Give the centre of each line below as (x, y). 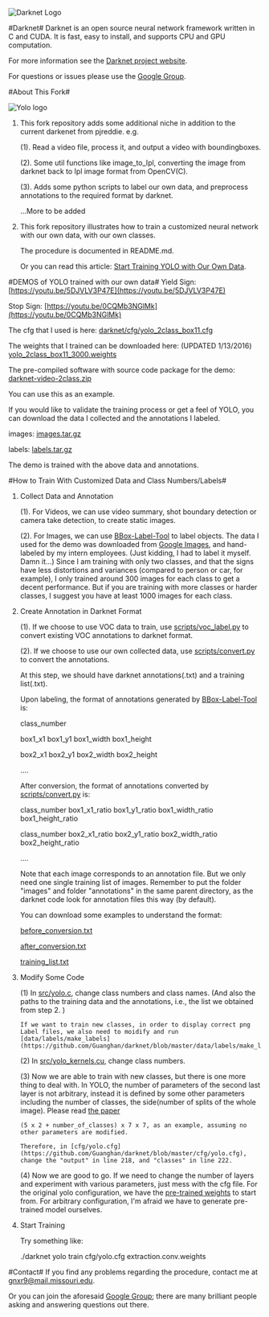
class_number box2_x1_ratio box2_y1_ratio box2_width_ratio (119, 834)
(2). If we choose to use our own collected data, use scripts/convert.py (137, 651)
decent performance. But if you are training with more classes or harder (139, 587)
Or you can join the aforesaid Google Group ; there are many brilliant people (132, 1296)
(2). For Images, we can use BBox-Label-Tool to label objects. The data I (139, 536)
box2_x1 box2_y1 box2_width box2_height (89, 755)
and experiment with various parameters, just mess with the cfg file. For (139, 1184)
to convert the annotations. (65, 659)
